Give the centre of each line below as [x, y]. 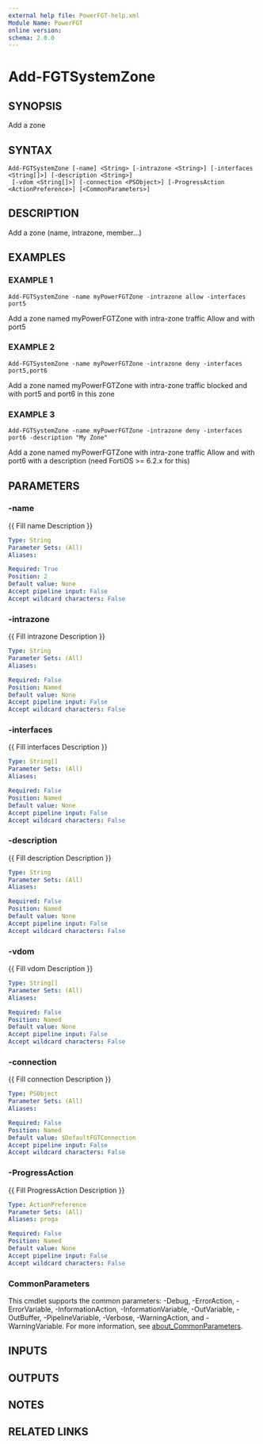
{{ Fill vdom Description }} [51, 969]
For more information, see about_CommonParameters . [154, 1326]
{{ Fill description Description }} [60, 858]
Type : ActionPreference [48, 1204]
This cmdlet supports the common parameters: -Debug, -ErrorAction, [122, 1300]
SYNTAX [30, 150]
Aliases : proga [33, 1219]
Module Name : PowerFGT [46, 23]
